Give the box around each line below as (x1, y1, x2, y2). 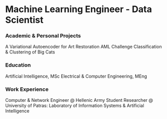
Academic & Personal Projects (5, 32, 81, 39)
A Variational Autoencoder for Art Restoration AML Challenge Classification (5, 44, 162, 50)
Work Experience (5, 86, 49, 93)
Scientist (5, 14, 44, 26)
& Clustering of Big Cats (5, 49, 55, 55)
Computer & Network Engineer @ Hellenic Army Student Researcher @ (5, 97, 153, 103)
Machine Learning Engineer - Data (5, 4, 152, 15)
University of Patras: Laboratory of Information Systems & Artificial (5, 102, 144, 109)
